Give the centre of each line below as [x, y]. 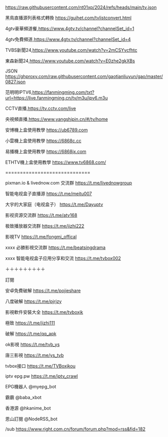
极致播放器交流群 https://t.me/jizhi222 [45, 226]
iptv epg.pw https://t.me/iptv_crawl [42, 376]
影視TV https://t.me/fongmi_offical [41, 237]
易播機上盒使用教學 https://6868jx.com [46, 151]
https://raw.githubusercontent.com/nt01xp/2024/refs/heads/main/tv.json [81, 7]
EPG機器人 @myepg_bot [31, 387]
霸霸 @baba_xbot [24, 397]
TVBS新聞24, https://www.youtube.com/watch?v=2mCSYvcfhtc [71, 50]
